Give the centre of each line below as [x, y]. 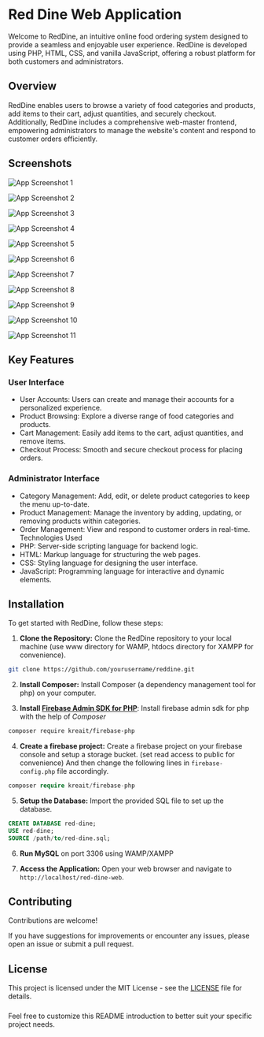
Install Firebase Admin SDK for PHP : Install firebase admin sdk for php [134, 708]
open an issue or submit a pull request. [71, 944]
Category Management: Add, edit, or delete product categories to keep [134, 496]
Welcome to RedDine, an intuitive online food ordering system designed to [128, 36]
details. [20, 996]
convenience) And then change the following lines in [104, 763]
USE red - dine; [31, 831]
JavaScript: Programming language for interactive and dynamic [122, 571]
